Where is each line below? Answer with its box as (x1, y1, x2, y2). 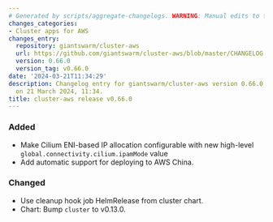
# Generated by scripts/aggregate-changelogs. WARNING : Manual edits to (8, 11, 260, 20)
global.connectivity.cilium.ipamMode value (19, 148, 168, 158)
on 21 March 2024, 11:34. (15, 87, 104, 96)
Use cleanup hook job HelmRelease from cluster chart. (19, 195, 204, 205)
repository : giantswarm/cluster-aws (15, 42, 140, 50)
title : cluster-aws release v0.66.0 (8, 95, 132, 103)
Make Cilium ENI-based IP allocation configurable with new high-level (19, 139, 254, 150)
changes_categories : (8, 19, 79, 28)
